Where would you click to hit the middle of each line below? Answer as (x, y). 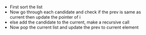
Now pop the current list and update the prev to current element (74, 27)
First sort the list (26, 7)
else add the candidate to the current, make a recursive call (69, 22)
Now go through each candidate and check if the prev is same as (75, 12)
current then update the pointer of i (45, 17)
